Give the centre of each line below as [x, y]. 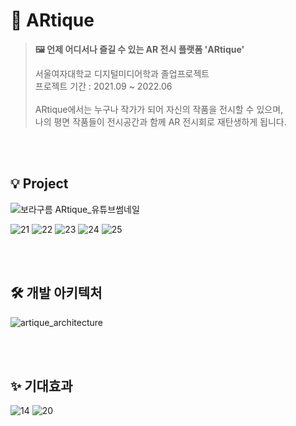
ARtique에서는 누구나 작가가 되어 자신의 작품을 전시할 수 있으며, [159, 109]
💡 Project [39, 184]
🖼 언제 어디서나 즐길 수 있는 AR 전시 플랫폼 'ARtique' [139, 49]
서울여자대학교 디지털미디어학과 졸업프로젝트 [122, 73]
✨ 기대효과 [41, 385]
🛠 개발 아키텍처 [56, 293]
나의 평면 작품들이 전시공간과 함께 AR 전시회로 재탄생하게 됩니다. [160, 121]
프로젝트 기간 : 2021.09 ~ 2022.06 [103, 86]
